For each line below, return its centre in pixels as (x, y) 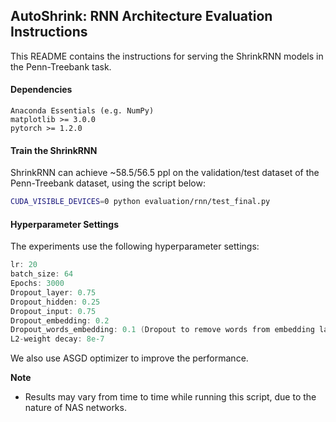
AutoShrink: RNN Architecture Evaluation (141, 16)
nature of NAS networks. (75, 408)
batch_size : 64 (42, 274)
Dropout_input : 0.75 (53, 311)
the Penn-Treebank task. (61, 66)
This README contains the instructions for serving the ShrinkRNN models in (167, 56)
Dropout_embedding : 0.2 (60, 320)
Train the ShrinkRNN (54, 150)
